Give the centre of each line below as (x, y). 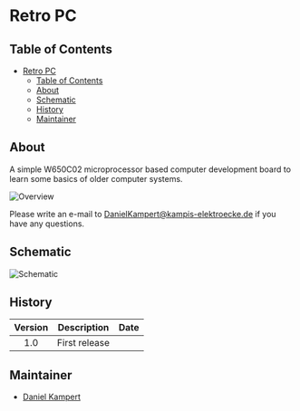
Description (83, 328)
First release (84, 343)
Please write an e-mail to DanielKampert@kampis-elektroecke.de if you (143, 214)
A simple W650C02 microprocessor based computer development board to (150, 169)
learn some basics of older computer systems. (96, 178)
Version (31, 328)
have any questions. (47, 224)
